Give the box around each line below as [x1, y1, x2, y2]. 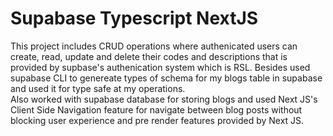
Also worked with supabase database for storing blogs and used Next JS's [10, 93, 318, 105]
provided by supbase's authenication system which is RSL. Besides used [10, 61, 311, 73]
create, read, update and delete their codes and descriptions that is [10, 50, 288, 62]
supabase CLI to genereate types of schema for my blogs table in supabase [10, 72, 323, 84]
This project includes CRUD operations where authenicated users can [10, 40, 298, 52]
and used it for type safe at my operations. [10, 82, 186, 94]
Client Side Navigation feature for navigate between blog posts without [10, 103, 303, 116]
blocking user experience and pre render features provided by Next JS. [10, 114, 305, 126]
